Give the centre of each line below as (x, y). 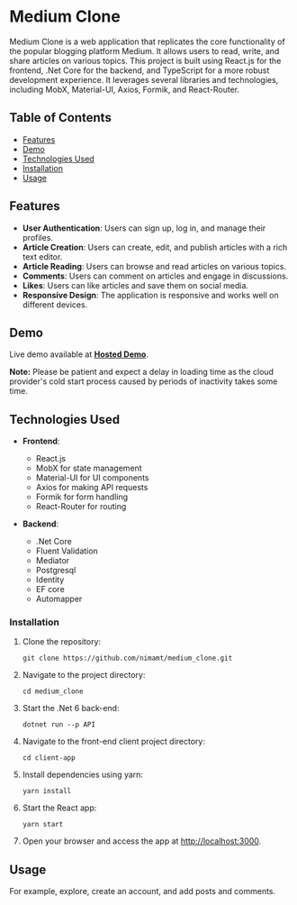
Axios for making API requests (92, 488)
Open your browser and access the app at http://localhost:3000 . (142, 841)
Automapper (59, 599)
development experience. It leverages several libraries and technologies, (144, 79)
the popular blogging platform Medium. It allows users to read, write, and (144, 50)
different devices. (55, 305)
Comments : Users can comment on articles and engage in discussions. (155, 276)
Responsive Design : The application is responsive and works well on (150, 295)
